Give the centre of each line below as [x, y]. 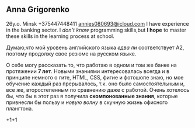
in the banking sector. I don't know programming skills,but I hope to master [96, 30]
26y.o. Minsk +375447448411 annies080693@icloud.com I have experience [97, 23]
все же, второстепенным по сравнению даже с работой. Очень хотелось [98, 89]
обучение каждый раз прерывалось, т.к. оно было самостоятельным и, [95, 84]
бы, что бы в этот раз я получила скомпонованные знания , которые [92, 96]
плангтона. [20, 108]
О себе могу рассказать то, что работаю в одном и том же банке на [91, 65]
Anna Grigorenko [38, 10]
